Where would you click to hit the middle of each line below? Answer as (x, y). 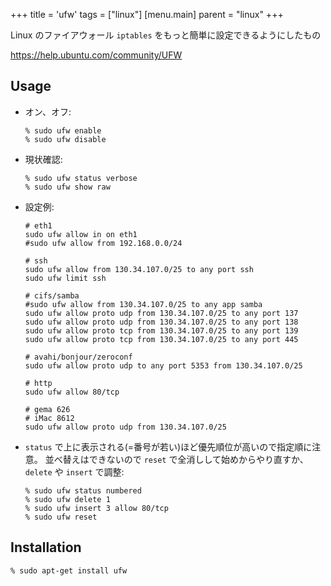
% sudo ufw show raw (67, 187)
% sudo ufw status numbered (83, 490)
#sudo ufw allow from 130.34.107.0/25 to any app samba (143, 304)
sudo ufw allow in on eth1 (81, 234)
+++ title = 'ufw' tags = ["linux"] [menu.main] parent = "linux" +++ (147, 14)
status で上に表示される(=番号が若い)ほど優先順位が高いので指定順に (168, 446)
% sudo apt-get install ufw (69, 570)
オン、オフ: (48, 111)
